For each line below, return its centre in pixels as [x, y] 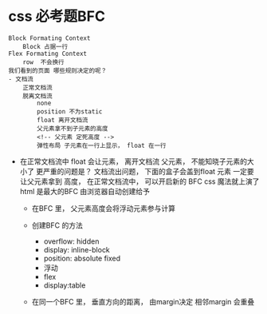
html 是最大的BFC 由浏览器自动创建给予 [84, 191]
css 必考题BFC [57, 16]
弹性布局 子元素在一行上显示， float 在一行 [102, 145]
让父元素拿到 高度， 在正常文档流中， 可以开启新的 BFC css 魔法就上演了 [139, 181]
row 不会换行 [43, 62]
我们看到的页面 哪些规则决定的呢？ [58, 70]
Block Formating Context [49, 38]
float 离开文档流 [63, 120]
